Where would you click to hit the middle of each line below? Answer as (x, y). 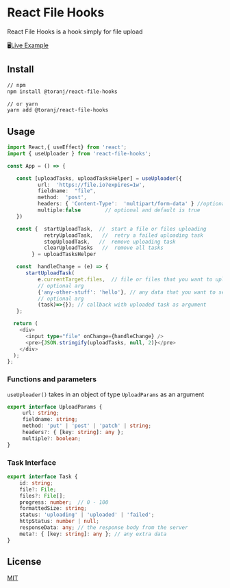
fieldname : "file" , (67, 191)
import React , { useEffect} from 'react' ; (67, 148)
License (24, 562)
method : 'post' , (62, 197)
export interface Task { (42, 477)
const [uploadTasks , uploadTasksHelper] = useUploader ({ (99, 178)
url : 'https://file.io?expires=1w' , (91, 185)
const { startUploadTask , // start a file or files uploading (111, 229)
